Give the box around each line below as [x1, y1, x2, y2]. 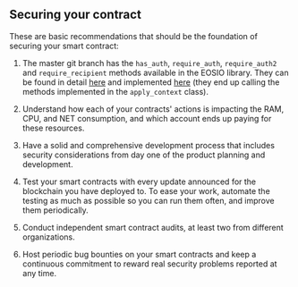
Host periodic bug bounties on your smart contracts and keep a [21, 249, 257, 259]
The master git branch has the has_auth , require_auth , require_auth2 [21, 57, 277, 68]
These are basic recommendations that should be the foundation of [9, 30, 258, 41]
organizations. [21, 232, 75, 242]
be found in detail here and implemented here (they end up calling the [21, 76, 280, 88]
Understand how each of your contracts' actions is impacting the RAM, [21, 103, 285, 114]
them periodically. [21, 205, 89, 215]
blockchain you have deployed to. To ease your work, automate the [21, 185, 270, 196]
